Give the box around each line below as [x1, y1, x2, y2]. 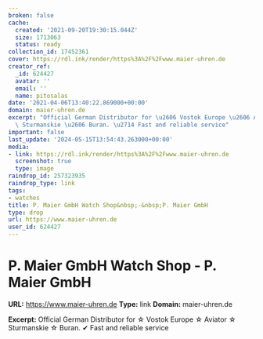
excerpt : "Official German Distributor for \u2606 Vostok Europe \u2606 [8, 114, 250, 122]
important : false [8, 128, 65, 136]
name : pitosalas [15, 92, 68, 100]
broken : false [8, 11, 55, 20]
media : [8, 143, 30, 151]
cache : [8, 19, 30, 27]
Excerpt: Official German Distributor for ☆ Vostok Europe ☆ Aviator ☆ [8, 315, 236, 324]
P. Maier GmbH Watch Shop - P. [8, 257, 217, 275]
